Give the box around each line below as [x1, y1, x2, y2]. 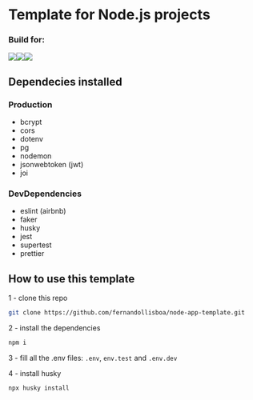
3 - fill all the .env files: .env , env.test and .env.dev [8, 354, 178, 363]
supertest [19, 240, 52, 250]
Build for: [8, 34, 46, 46]
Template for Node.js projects [8, 6, 211, 24]
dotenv [19, 134, 44, 144]
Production [8, 98, 53, 110]
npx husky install [8, 384, 70, 393]
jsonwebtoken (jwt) [19, 160, 84, 170]
